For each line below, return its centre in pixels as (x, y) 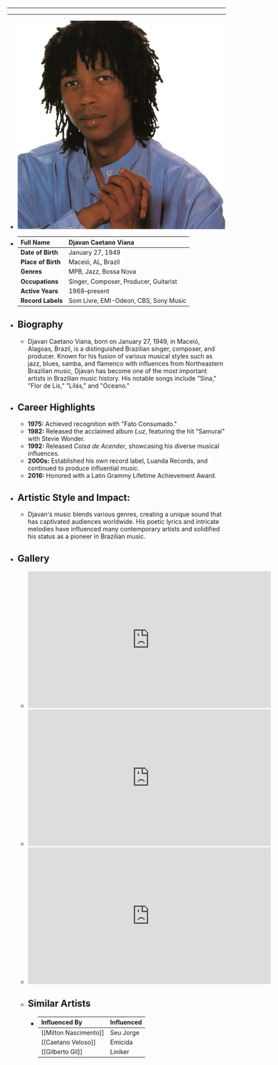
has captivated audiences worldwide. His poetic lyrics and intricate (123, 522)
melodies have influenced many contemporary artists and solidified (124, 529)
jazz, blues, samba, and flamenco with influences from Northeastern (125, 363)
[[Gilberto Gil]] (62, 1052)
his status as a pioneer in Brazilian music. (87, 536)
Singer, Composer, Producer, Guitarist (123, 281)
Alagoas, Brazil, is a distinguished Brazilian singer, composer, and (121, 349)
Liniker (120, 1052)
